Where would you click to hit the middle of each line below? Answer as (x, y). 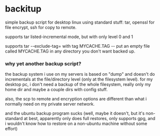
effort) (11, 129)
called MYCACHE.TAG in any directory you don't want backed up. (70, 51)
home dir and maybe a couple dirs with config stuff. (56, 90)
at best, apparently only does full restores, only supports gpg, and (90, 119)
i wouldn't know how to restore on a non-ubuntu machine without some (76, 123)
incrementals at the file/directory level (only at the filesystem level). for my (79, 79)
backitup (23, 9)
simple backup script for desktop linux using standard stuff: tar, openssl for (80, 22)
